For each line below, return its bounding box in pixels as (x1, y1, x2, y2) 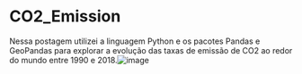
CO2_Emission (9, 6, 121, 27)
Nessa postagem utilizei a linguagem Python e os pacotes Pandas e (9, 36, 261, 46)
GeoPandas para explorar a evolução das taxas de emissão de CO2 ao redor (9, 45, 293, 55)
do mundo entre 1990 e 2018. (9, 54, 119, 65)
